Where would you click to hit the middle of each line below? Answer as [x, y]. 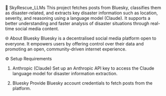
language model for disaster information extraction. [65, 73]
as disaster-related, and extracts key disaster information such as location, [82, 13]
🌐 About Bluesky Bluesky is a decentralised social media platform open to [81, 38]
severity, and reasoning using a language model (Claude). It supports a [78, 18]
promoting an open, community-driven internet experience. [66, 49]
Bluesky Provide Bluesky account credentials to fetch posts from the [82, 83]
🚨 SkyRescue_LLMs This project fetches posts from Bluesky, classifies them [83, 8]
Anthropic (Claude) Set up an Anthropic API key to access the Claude [83, 68]
